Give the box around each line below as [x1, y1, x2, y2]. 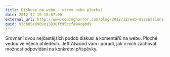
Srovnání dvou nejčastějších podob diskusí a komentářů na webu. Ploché [5, 35, 158, 41]
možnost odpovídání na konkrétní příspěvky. [5, 46, 98, 52]
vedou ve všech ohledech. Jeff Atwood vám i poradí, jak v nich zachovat [5, 41, 157, 47]
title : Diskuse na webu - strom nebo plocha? [5, 7, 103, 13]
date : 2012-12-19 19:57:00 [5, 12, 62, 17]
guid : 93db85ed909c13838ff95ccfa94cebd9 [5, 21, 92, 27]
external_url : [5, 17, 35, 22]
